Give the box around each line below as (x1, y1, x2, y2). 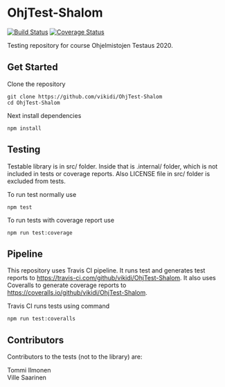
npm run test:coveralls (7, 316, 76, 322)
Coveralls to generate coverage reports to (7, 281, 127, 289)
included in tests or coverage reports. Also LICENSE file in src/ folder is (7, 169, 210, 178)
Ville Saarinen (7, 373, 47, 382)
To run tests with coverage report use (7, 216, 115, 224)
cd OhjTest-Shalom (7, 99, 60, 106)
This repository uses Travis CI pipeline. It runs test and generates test (7, 266, 206, 275)
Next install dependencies (7, 111, 82, 119)
